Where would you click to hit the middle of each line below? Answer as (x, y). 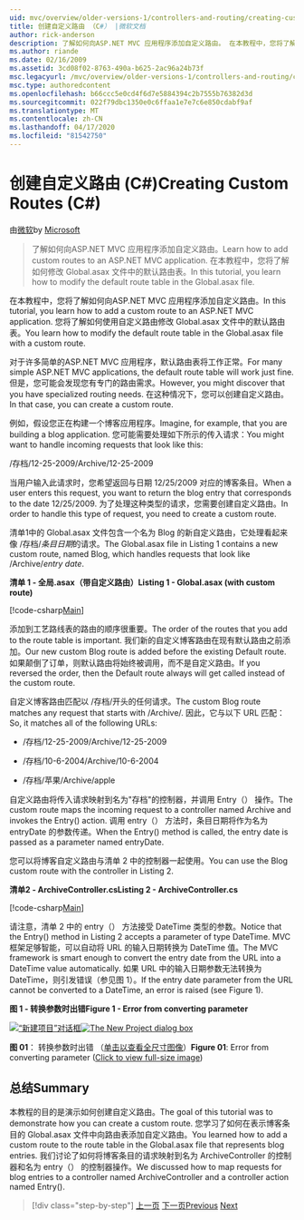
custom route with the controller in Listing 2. (92, 871)
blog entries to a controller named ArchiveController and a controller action (149, 1176)
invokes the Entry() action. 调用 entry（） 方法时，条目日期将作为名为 (139, 820)
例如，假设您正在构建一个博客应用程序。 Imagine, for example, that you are (148, 423)
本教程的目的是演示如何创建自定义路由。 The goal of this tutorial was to (141, 1111)
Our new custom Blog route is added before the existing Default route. (156, 651)
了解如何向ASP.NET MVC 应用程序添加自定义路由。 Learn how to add (160, 249)
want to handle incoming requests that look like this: (106, 444)
